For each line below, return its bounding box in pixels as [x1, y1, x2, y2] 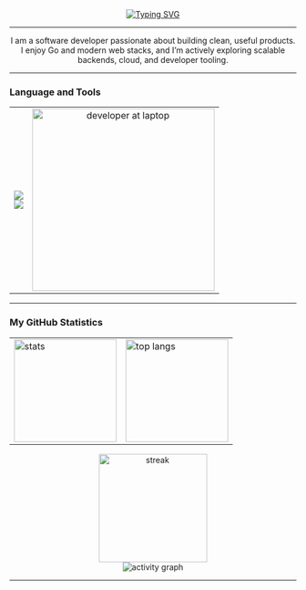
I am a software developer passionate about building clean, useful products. [10, 36, 296, 46]
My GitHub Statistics [9, 316, 103, 329]
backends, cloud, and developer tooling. [76, 55, 229, 65]
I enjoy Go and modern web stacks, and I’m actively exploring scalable [21, 45, 285, 56]
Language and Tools [9, 86, 102, 98]
